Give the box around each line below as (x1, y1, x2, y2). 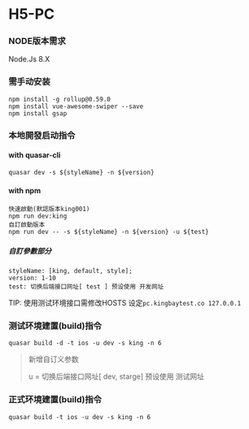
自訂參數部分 (8, 245, 51, 256)
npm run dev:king (8, 212, 68, 220)
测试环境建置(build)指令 (8, 320, 102, 331)
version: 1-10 (8, 274, 57, 283)
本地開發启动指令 (8, 129, 76, 141)
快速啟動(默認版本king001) (8, 205, 90, 214)
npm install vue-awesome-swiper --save (8, 102, 144, 110)
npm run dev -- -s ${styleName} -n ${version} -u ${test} (8, 228, 209, 236)
